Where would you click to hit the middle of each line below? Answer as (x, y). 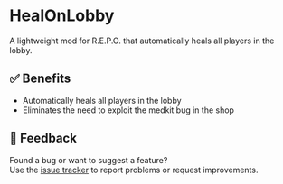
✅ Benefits (40, 79)
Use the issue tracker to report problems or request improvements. (134, 170)
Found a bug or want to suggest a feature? (89, 160)
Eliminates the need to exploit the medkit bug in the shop (128, 110)
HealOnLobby (62, 16)
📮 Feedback (43, 138)
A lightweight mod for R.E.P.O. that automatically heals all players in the (142, 41)
